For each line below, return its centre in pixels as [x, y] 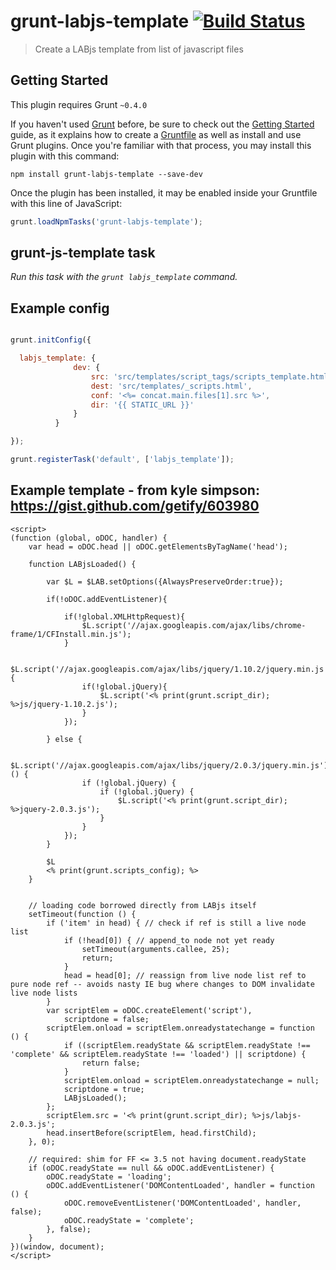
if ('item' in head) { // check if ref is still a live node [176, 923]
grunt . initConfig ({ [51, 340]
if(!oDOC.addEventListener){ [107, 599]
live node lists [44, 993]
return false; [111, 1063]
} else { [64, 739]
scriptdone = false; [106, 1019]
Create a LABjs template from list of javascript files [139, 49]
